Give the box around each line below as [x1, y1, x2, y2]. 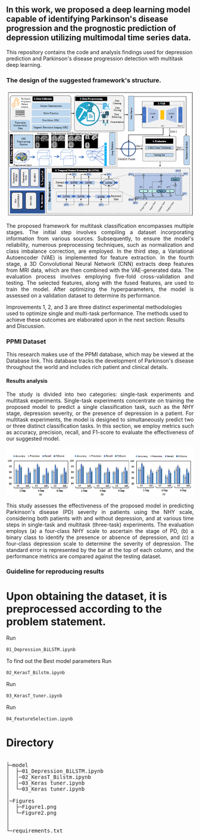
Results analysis [6, 377, 48, 385]
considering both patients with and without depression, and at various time [6, 514, 194, 522]
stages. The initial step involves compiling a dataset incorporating [6, 229, 194, 236]
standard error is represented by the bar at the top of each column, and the [6, 546, 194, 553]
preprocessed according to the [6, 602, 162, 616]
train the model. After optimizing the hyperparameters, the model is [6, 286, 194, 293]
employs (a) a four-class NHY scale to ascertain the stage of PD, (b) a [6, 527, 194, 534]
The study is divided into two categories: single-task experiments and [6, 390, 194, 398]
